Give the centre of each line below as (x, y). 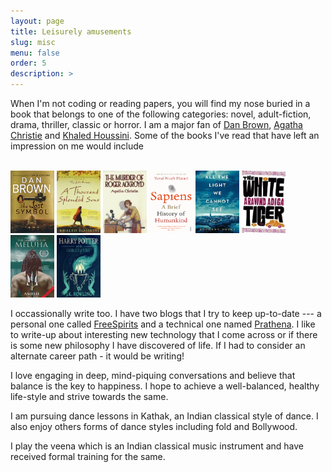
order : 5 (28, 63)
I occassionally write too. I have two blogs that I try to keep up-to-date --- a (166, 313)
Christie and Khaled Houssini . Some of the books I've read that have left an (165, 135)
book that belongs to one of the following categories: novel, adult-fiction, (161, 114)
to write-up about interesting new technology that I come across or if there (164, 334)
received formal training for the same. (88, 456)
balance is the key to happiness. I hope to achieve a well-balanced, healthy (165, 386)
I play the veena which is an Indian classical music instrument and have (157, 446)
